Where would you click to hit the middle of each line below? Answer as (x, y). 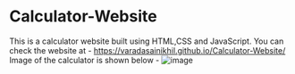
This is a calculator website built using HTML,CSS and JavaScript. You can (147, 41)
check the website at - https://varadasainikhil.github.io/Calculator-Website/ (147, 50)
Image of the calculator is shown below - (84, 60)
